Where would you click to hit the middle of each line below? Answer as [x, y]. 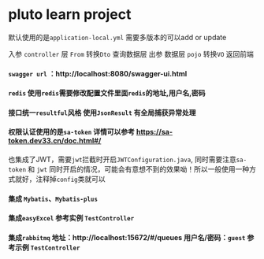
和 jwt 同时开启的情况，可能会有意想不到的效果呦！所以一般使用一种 [138, 169]
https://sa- [154, 132]
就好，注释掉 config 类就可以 [60, 179]
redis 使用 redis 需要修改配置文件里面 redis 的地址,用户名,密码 [107, 93]
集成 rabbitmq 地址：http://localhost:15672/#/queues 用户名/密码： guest [127, 237]
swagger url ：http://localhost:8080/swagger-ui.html [98, 73]
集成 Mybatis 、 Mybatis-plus [53, 198]
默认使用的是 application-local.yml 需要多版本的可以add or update [117, 37]
